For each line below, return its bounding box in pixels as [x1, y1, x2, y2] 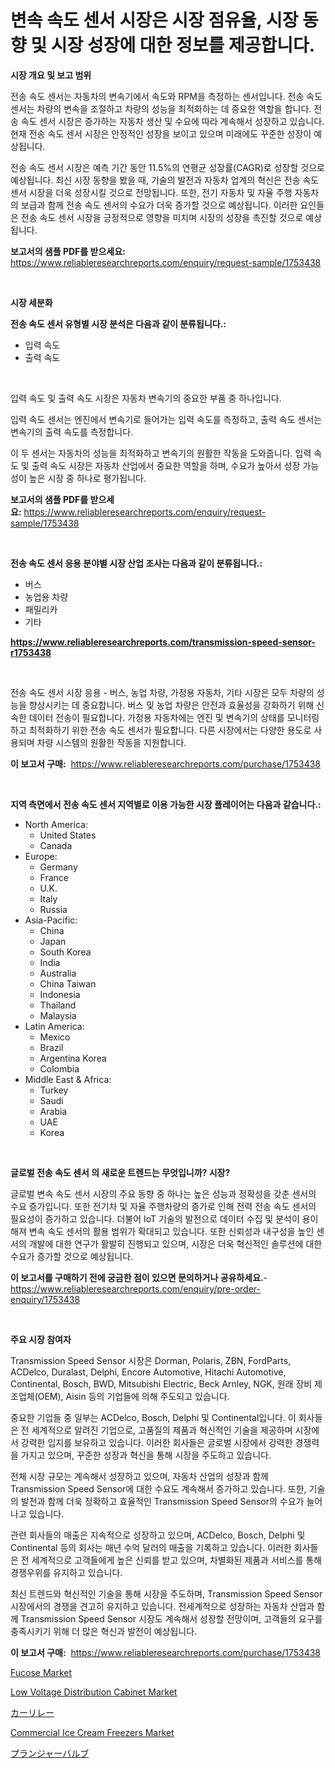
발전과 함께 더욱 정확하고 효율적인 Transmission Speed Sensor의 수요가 [20, 1495, 305, 1507]
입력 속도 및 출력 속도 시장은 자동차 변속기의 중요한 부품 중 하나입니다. [10, 392, 282, 404]
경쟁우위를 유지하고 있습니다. [10, 1566, 123, 1578]
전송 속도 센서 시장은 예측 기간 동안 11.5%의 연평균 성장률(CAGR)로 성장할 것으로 [10, 161, 325, 173]
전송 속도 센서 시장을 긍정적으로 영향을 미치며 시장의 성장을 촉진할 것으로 [20, 211, 304, 223]
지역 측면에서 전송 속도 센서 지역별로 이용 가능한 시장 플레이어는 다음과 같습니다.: [10, 798, 322, 810]
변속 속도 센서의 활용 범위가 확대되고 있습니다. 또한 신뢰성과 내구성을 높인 [28, 1225, 315, 1237]
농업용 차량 [24, 591, 69, 603]
